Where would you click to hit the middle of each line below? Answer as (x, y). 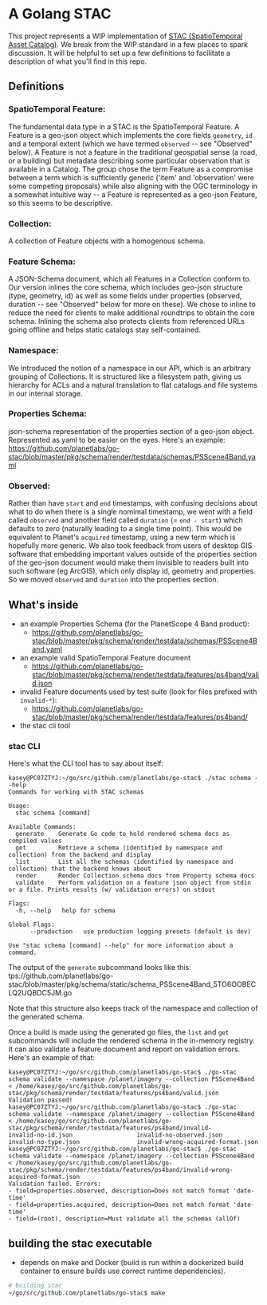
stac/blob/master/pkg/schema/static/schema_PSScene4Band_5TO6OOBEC (132, 984)
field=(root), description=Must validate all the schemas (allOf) (128, 1219)
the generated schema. (47, 1017)
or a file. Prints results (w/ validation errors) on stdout (112, 890)
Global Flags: (32, 925)
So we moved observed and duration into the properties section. (114, 580)
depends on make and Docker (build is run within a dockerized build (132, 1263)
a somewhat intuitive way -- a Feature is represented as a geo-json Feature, (133, 194)
